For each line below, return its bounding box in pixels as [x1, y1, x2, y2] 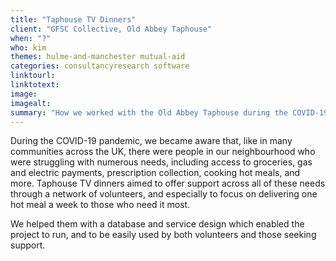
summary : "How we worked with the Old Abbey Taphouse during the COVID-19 [10, 107, 329, 118]
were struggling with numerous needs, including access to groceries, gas [10, 156, 313, 168]
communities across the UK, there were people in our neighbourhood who [10, 146, 316, 158]
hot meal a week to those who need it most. [10, 199, 191, 211]
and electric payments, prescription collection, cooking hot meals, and [10, 167, 301, 179]
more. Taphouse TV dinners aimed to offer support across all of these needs [10, 177, 326, 190]
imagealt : [10, 98, 52, 108]
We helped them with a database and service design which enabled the [10, 218, 305, 230]
